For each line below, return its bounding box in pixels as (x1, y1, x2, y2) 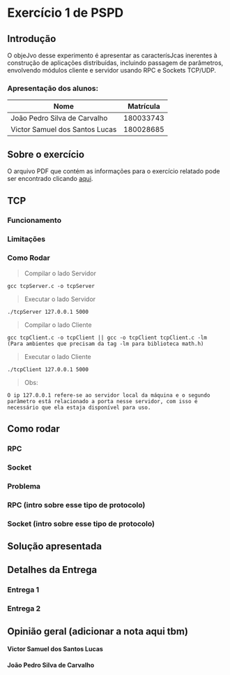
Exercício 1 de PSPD (7, 5, 124, 21)
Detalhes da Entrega (7, 564, 98, 576)
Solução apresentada (7, 540, 102, 553)
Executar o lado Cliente (24, 352, 92, 361)
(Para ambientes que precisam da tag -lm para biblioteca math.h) (7, 340, 204, 347)
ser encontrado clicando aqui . (7, 175, 93, 183)
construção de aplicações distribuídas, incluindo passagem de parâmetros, (7, 59, 224, 67)
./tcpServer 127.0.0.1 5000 (7, 308, 89, 315)
